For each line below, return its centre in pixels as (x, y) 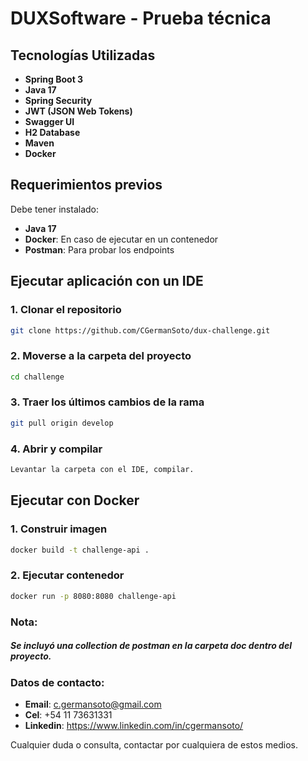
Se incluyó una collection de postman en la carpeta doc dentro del (151, 646)
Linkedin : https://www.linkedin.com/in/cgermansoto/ (134, 725)
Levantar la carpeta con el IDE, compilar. (102, 470)
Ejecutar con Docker (75, 500)
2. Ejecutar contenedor (67, 575)
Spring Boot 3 (54, 79)
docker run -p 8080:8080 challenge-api (93, 596)
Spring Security (58, 100)
